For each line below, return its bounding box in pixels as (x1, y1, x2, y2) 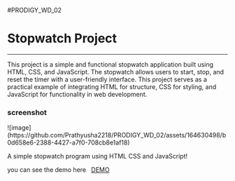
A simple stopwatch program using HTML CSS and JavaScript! (7, 152, 187, 161)
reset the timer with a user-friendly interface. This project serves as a (7, 75, 208, 83)
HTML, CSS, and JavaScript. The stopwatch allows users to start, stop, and (7, 67, 225, 76)
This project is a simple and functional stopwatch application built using (7, 60, 214, 69)
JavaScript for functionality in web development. (7, 90, 148, 98)
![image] (7, 123, 31, 132)
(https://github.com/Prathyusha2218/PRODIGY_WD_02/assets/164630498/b (7, 131, 227, 140)
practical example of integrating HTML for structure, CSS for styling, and (7, 82, 217, 90)
